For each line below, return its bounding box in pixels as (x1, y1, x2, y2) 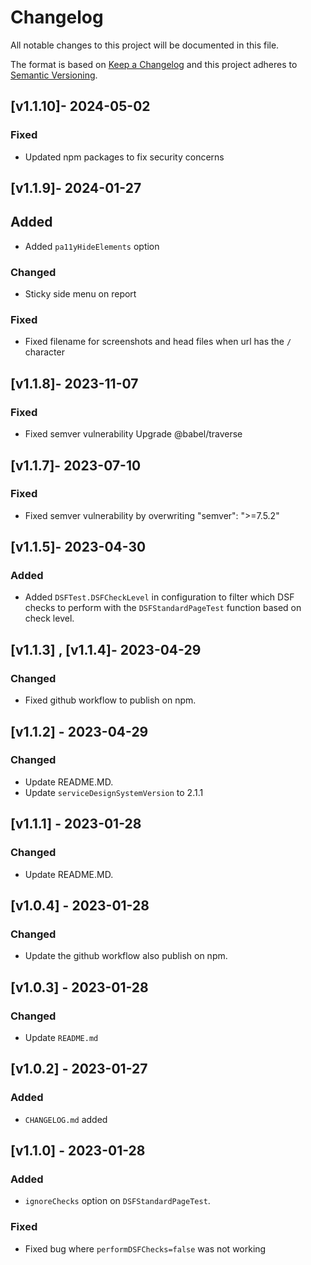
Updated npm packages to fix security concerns (24, 151, 225, 163)
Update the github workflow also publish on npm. (24, 950, 228, 962)
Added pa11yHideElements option (24, 240, 160, 252)
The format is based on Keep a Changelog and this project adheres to (10, 58, 298, 70)
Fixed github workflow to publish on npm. (24, 694, 197, 706)
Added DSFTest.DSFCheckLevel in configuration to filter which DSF (24, 591, 295, 603)
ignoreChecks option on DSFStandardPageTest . (24, 1195, 211, 1207)
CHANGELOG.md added (24, 1113, 108, 1125)
